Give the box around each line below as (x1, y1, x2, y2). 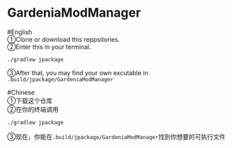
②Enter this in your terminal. (7, 42, 91, 51)
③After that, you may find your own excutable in (7, 68, 148, 77)
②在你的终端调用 (7, 105, 59, 113)
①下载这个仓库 (7, 96, 53, 105)
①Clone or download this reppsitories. (7, 35, 121, 43)
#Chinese (7, 88, 35, 97)
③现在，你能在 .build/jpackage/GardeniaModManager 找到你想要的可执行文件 (7, 132, 226, 140)
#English (7, 28, 33, 36)
